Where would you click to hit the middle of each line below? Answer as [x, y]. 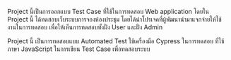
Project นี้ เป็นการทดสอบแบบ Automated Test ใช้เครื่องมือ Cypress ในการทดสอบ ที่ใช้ [116, 41]
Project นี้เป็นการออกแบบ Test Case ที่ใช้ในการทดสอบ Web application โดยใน [108, 12]
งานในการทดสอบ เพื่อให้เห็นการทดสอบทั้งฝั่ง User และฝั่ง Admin [85, 27]
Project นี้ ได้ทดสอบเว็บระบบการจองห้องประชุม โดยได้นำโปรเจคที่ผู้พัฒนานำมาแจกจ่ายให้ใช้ [114, 19]
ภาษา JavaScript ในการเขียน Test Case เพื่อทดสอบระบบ [79, 49]
